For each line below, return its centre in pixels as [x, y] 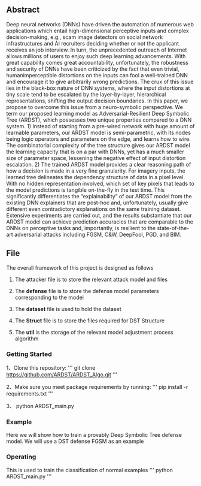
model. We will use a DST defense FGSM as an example [75, 441]
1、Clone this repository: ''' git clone [51, 367]
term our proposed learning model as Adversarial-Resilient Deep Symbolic [98, 113]
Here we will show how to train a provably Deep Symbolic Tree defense [94, 435]
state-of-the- [173, 228]
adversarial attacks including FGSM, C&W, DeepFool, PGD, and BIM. [98, 234]
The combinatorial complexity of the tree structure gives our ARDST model [98, 145]
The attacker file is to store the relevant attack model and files [91, 279]
